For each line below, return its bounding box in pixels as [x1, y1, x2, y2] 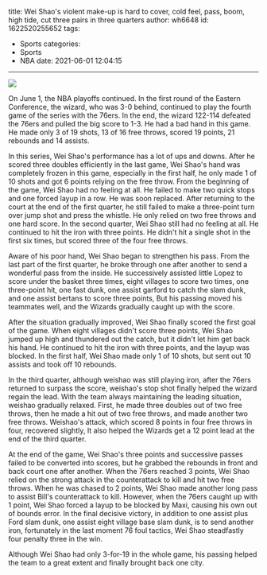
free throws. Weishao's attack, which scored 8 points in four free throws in [8, 418, 253, 426]
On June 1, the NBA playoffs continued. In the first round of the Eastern [8, 94, 241, 103]
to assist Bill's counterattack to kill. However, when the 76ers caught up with [8, 492, 258, 501]
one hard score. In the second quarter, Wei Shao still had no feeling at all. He [8, 219, 259, 228]
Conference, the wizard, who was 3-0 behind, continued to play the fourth [8, 103, 252, 111]
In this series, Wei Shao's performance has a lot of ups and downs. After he [8, 151, 256, 161]
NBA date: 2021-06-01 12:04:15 [19, 56, 122, 65]
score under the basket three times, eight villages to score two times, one [8, 277, 249, 286]
